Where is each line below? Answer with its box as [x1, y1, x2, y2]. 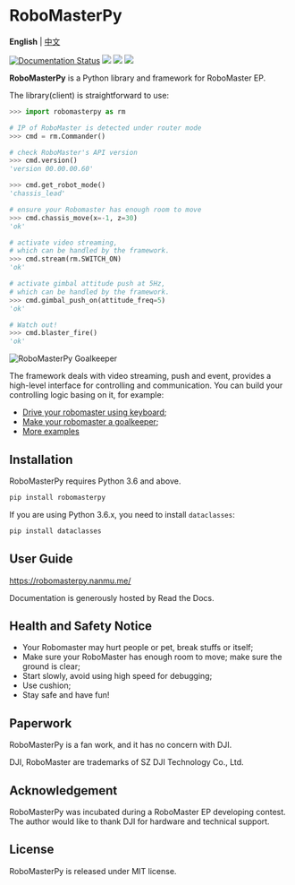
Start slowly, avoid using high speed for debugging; [21, 671, 213, 682]
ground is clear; [21, 661, 80, 672]
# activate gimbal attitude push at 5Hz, [9, 279, 166, 288]
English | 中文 [9, 36, 61, 47]
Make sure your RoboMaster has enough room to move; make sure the [21, 651, 282, 663]
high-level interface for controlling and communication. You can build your [9, 380, 283, 391]
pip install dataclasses [9, 526, 102, 536]
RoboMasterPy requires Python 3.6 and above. [9, 476, 181, 486]
